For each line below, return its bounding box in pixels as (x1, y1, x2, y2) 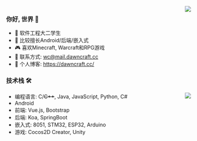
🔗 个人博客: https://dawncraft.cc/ (14, 61, 95, 68)
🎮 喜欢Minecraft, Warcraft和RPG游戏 (14, 44, 105, 51)
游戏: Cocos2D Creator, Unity (14, 128, 86, 135)
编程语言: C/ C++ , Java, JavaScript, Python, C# (14, 93, 128, 100)
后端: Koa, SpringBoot (14, 114, 67, 121)
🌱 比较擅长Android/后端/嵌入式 (14, 37, 89, 44)
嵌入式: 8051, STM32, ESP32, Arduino (14, 121, 107, 128)
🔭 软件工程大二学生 (14, 29, 61, 37)
